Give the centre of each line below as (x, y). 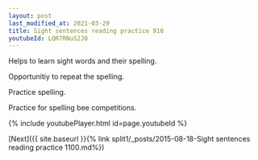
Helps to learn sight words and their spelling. (83, 61)
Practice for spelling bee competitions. (73, 108)
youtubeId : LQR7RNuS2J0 (48, 38)
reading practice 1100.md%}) (56, 148)
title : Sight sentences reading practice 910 (86, 31)
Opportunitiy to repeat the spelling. (67, 76)
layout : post (30, 16)
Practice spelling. (37, 92)
